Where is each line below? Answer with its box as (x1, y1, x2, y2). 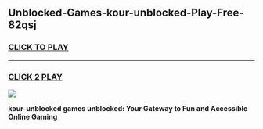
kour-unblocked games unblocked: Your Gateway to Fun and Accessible (8, 103, 248, 113)
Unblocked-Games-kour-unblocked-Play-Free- (8, 6, 244, 20)
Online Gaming (8, 112, 58, 121)
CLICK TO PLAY (8, 42, 69, 53)
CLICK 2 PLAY (8, 71, 63, 82)
